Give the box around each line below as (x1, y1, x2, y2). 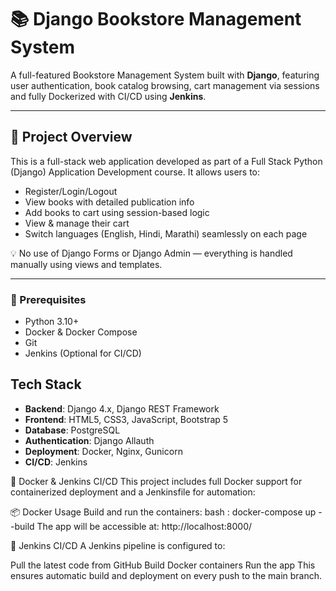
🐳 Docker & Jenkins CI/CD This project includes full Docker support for (10, 475, 303, 487)
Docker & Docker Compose (24, 326, 138, 338)
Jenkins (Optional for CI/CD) (24, 347, 142, 360)
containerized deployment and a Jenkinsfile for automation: (10, 486, 256, 498)
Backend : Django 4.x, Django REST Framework (24, 402, 220, 415)
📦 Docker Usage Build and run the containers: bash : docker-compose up (10, 506, 317, 518)
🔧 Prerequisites (10, 292, 87, 306)
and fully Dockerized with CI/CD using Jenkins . (10, 90, 207, 102)
